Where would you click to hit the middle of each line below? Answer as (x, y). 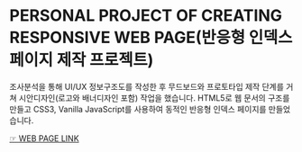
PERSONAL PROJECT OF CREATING (146, 16)
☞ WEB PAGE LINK (44, 138)
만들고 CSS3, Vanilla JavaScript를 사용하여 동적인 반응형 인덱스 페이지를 (138, 109)
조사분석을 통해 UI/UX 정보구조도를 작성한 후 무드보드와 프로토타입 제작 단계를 (146, 86)
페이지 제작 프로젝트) (82, 60)
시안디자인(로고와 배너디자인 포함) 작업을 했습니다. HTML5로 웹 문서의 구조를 (154, 98)
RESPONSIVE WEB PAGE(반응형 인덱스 (151, 38)
